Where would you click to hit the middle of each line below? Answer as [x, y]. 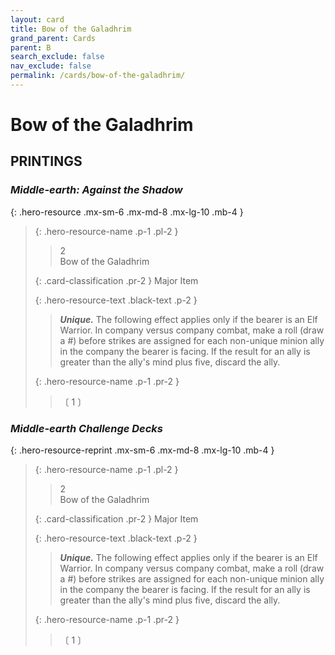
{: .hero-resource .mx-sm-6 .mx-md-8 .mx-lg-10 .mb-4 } [127, 212]
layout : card [37, 19]
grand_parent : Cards [53, 38]
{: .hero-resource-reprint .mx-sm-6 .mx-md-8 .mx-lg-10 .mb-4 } [142, 450]
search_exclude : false [57, 57]
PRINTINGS [46, 161]
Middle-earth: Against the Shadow [96, 190]
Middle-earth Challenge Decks [87, 428]
